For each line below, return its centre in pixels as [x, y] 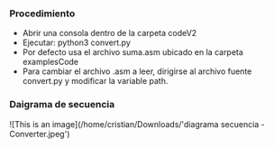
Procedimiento [42, 14]
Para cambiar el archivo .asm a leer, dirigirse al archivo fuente [137, 71]
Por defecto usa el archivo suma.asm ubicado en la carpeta [132, 52]
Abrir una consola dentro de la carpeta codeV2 [110, 33]
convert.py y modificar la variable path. [95, 81]
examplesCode [50, 62]
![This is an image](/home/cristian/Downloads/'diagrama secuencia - [137, 124]
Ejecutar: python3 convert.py [76, 42]
